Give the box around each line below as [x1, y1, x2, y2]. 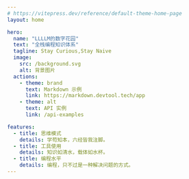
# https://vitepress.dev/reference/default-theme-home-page [7, 10, 183, 17]
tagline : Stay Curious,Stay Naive [13, 48, 112, 55]
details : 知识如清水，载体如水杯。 [19, 149, 108, 156]
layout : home [7, 16, 45, 23]
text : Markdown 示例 [25, 86, 82, 93]
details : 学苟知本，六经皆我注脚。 [19, 136, 108, 143]
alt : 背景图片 [19, 66, 56, 74]
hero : [7, 29, 23, 36]
